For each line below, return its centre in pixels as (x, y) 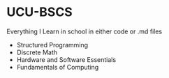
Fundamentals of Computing (58, 67)
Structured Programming (52, 45)
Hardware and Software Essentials (66, 59)
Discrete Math (37, 52)
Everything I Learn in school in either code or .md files (84, 31)
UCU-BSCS (39, 12)
